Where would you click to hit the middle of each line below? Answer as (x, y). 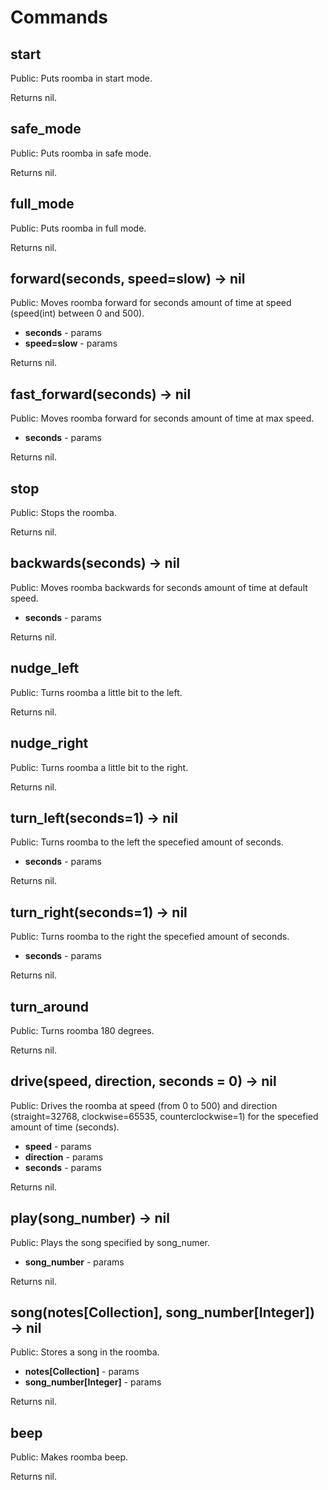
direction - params (64, 1157)
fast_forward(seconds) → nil (101, 394)
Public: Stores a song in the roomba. (85, 1352)
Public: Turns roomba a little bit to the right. (99, 767)
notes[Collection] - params (82, 1372)
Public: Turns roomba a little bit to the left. (96, 692)
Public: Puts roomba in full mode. (78, 228)
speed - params (58, 1146)
